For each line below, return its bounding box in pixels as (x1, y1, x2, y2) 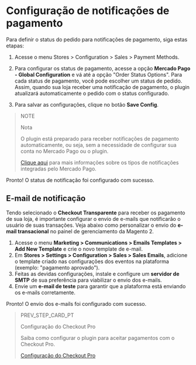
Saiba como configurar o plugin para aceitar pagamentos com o (20, 334, 175, 341)
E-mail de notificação (6, 193, 86, 203)
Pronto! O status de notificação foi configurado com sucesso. (6, 176, 154, 183)
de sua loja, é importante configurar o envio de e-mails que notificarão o (6, 215, 181, 222)
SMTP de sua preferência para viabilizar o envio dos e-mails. (14, 277, 162, 284)
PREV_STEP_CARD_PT (20, 312, 74, 319)
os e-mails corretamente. (14, 289, 76, 296)
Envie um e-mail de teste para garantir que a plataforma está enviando (14, 282, 186, 289)
